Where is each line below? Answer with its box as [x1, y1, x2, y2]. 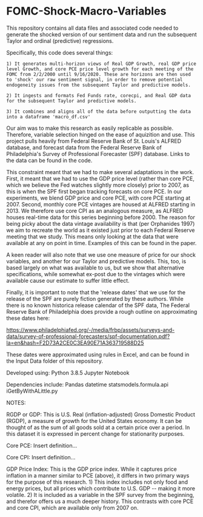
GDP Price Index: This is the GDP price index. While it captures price [6, 465, 177, 473]
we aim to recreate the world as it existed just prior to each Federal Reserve [6, 226, 195, 234]
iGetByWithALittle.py [6, 387, 58, 394]
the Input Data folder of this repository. [6, 357, 103, 365]
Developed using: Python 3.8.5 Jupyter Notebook [6, 369, 130, 376]
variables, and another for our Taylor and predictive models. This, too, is [6, 257, 187, 265]
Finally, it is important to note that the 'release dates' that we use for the [6, 288, 186, 296]
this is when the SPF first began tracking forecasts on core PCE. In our [6, 188, 182, 195]
